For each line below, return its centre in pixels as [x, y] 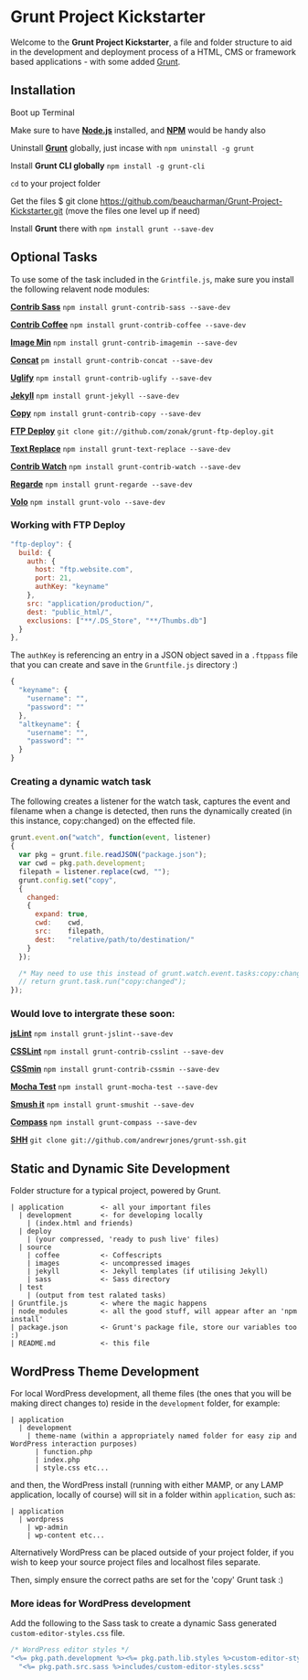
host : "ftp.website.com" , [84, 570]
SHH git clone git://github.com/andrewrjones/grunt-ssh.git [129, 1140]
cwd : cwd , [59, 923]
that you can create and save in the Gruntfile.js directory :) [124, 665]
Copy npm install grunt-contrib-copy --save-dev [106, 412]
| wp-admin [48, 1528]
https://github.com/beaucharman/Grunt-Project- [191, 201]
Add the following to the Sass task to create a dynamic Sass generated [143, 1623]
